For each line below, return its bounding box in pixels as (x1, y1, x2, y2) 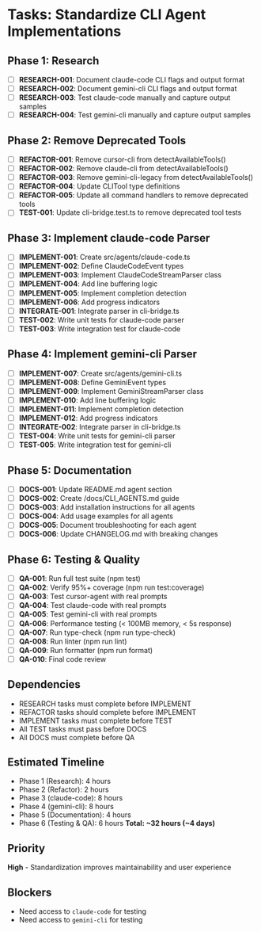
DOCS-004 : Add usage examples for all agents (18, 511, 173, 521)
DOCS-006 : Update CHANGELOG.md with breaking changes (18, 529, 218, 539)
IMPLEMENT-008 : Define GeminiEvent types (18, 377, 167, 387)
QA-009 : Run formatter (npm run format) (18, 645, 153, 655)
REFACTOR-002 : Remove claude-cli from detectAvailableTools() (18, 164, 229, 174)
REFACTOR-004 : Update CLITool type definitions (18, 181, 180, 191)
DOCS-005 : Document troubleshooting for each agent (18, 521, 197, 530)
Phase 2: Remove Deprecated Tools (7, 133, 187, 147)
